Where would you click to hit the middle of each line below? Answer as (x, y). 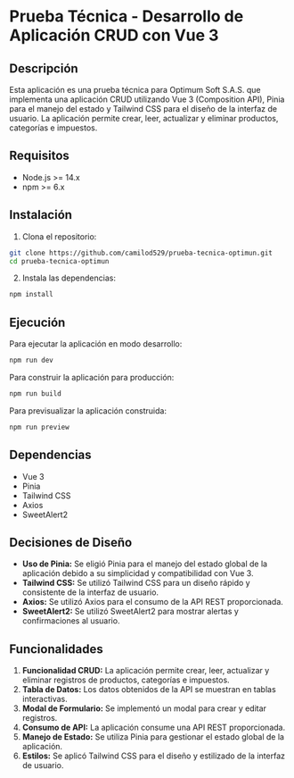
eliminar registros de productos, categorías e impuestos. (126, 680)
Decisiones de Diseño (71, 542)
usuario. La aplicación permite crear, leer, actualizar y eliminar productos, (144, 118)
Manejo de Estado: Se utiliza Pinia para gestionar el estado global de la (153, 737)
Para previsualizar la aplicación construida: (88, 410)
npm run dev (31, 360)
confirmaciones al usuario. (71, 621)
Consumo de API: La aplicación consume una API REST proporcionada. (154, 728)
